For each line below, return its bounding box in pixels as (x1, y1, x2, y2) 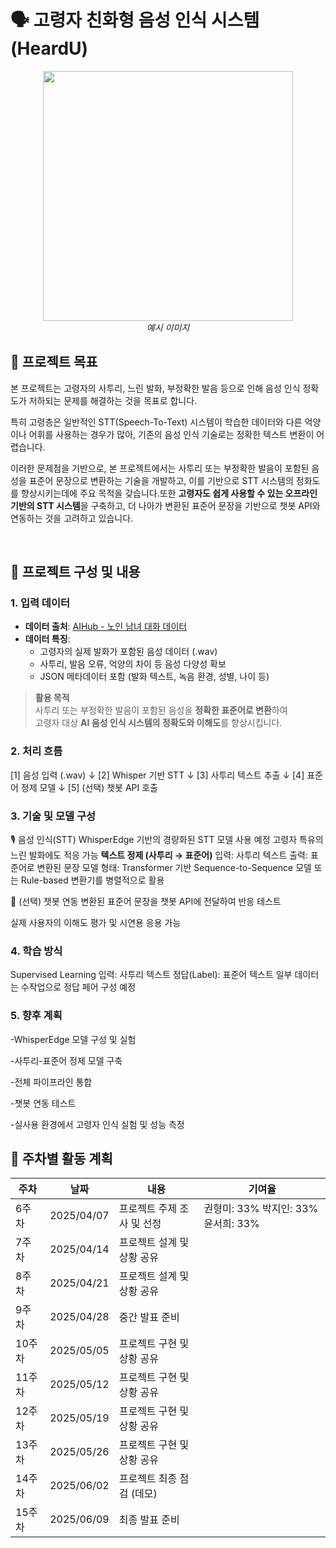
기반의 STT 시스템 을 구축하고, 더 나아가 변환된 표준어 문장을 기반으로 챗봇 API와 (10, 499, 321, 511)
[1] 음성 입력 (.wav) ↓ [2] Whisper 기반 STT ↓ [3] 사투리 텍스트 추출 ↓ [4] (10, 769, 305, 781)
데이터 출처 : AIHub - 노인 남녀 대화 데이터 (24, 621, 188, 633)
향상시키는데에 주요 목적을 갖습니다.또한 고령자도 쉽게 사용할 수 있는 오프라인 (20, 487, 318, 499)
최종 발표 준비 (118, 1513, 180, 1527)
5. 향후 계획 (10, 1009, 63, 1023)
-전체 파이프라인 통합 (10, 1076, 93, 1088)
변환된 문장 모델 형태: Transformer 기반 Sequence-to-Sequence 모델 (36, 862, 312, 874)
